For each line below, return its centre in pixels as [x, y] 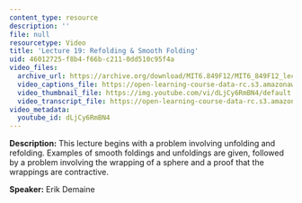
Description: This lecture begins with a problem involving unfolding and [142, 144]
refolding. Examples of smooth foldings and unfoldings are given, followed [147, 153]
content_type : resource [54, 18]
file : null [30, 34]
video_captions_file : [58, 84]
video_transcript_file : [62, 101]
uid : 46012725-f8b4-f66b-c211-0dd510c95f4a [92, 59]
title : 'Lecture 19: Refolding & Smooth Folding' [104, 51]
